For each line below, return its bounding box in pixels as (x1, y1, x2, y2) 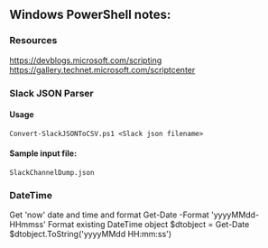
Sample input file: (9, 148, 78, 159)
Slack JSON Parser (9, 87, 94, 99)
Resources (9, 34, 58, 47)
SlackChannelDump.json (9, 169, 95, 178)
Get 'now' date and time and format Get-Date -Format (9, 209, 209, 220)
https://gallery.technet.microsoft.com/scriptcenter (9, 64, 196, 75)
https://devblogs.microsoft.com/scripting (9, 54, 162, 66)
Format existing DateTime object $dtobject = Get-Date (48, 219, 250, 230)
